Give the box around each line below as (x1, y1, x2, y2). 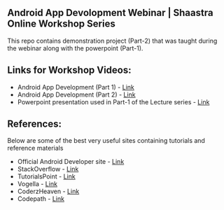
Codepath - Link (17, 195, 65, 203)
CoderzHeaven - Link (17, 187, 80, 196)
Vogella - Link (17, 180, 58, 188)
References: (7, 118, 62, 130)
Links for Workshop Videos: (7, 64, 132, 76)
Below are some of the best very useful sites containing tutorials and (7, 136, 205, 145)
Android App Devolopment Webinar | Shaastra (7, 7, 213, 19)
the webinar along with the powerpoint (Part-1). (7, 43, 143, 52)
